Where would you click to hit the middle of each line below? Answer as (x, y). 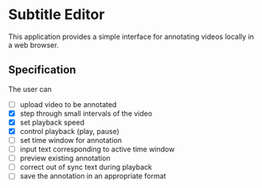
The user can (30, 89)
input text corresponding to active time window (97, 149)
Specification (42, 70)
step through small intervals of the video (86, 113)
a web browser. (33, 44)
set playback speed (52, 122)
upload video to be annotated (68, 104)
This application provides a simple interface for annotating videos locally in (131, 36)
